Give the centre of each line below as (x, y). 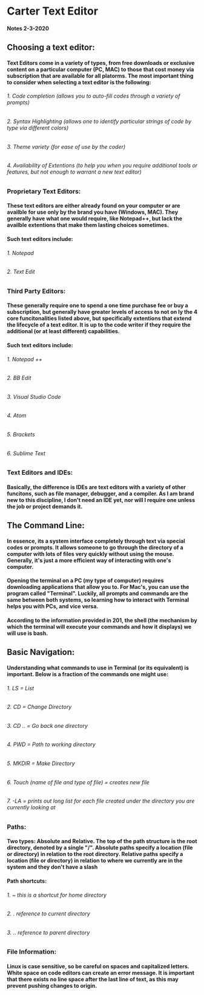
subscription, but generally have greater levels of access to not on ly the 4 (102, 312)
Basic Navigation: (41, 652)
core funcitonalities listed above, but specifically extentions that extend (99, 318)
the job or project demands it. (45, 506)
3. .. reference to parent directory (48, 932)
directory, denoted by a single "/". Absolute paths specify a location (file (100, 847)
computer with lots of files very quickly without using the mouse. (90, 554)
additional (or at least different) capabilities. (64, 331)
